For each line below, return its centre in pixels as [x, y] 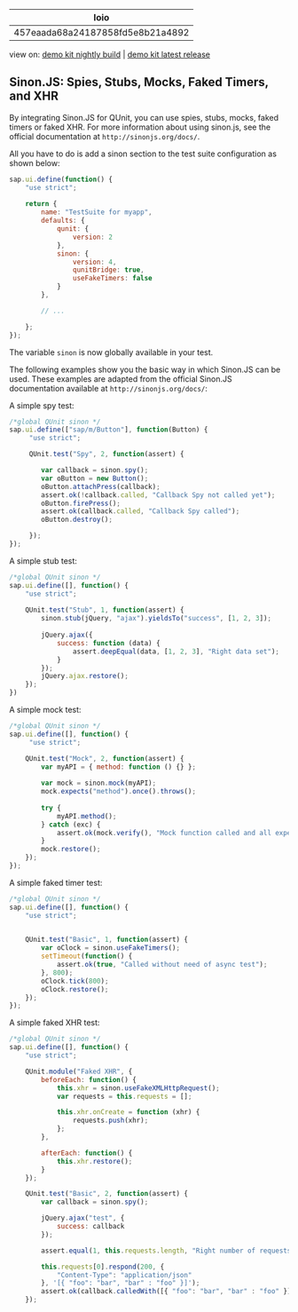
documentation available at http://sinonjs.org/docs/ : [109, 388]
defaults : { [63, 221]
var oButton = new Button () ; [95, 478]
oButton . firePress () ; [81, 503]
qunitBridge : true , [108, 270]
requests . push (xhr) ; [110, 1121]
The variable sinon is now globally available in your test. [111, 352]
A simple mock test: [45, 710]
